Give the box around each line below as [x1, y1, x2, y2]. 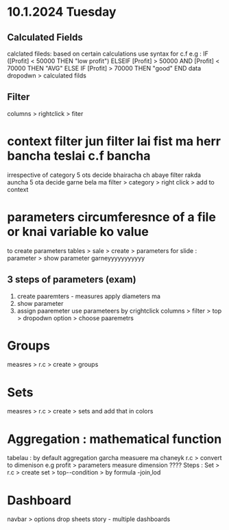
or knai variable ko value [7, 224, 149, 239]
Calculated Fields [7, 32, 84, 43]
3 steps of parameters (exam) [7, 274, 136, 285]
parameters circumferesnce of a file [7, 209, 216, 225]
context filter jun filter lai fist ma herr [7, 134, 221, 149]
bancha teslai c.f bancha [7, 148, 151, 163]
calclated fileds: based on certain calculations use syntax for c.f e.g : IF [7, 49, 209, 58]
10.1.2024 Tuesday [7, 4, 117, 20]
